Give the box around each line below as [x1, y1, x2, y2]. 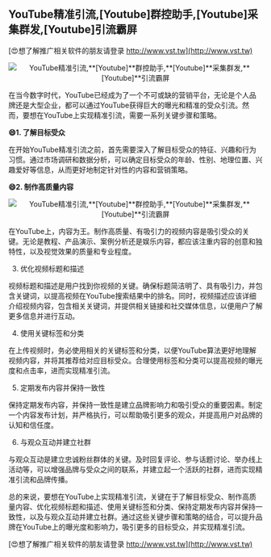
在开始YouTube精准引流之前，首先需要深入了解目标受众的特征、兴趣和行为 [8, 144, 256, 154]
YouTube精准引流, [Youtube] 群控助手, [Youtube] [8, 7, 248, 22]
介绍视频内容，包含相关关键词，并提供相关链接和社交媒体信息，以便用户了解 [8, 301, 263, 311]
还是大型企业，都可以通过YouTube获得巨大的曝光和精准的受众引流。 [15, 100, 243, 110]
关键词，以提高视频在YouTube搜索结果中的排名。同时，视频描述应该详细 [15, 291, 256, 300]
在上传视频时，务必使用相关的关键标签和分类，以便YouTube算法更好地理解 [8, 346, 256, 355]
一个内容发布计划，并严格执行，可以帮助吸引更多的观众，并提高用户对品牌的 [8, 410, 263, 420]
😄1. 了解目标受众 [8, 128, 66, 137]
